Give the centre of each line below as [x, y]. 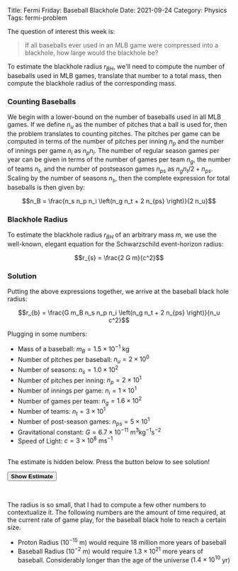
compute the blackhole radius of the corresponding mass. [92, 83]
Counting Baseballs [42, 101]
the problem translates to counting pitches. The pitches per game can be [114, 133]
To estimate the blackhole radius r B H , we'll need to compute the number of [116, 67]
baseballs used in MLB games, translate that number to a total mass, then [114, 75]
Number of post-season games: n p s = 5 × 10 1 [84, 422]
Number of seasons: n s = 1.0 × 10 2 [68, 370]
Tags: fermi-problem [37, 18]
